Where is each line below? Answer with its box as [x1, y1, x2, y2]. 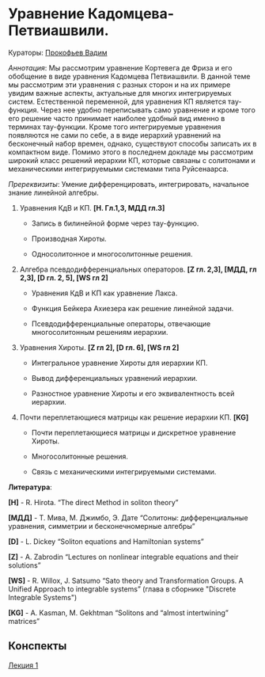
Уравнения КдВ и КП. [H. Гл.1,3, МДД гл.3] [19, 203, 165, 212]
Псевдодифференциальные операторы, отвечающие [31, 318, 211, 329]
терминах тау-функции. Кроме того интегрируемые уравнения [8, 122, 221, 131]
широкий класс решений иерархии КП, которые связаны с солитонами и [8, 155, 256, 165]
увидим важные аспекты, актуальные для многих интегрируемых [8, 88, 232, 97]
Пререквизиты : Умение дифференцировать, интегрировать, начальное [8, 179, 249, 188]
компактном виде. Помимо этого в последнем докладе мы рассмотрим [8, 147, 254, 157]
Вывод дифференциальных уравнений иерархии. [31, 373, 198, 382]
